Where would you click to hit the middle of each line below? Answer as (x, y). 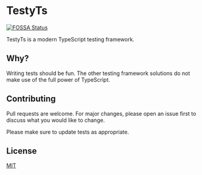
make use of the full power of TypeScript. (58, 79)
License (22, 151)
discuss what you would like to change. (56, 120)
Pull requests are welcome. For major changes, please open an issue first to (101, 113)
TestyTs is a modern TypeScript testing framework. (71, 39)
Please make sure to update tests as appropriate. (68, 132)
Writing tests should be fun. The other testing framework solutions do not (98, 73)
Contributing (31, 99)
